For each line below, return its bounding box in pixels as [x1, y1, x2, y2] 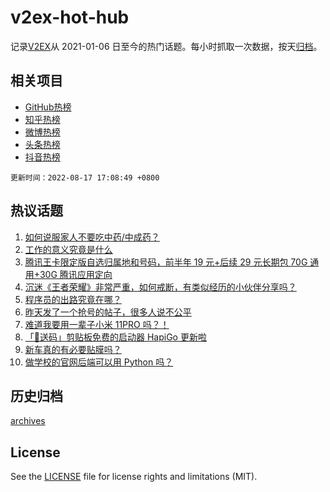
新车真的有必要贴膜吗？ [24, 343, 122, 355]
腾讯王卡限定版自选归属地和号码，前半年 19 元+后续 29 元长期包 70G [24, 256, 308, 268]
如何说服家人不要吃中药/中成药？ [24, 231, 160, 243]
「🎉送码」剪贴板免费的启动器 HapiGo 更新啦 [24, 331, 207, 343]
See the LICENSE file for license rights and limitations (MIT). [10, 471, 258, 483]
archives [10, 415, 46, 427]
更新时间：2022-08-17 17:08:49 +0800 [10, 172, 160, 183]
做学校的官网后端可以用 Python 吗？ [24, 356, 174, 368]
